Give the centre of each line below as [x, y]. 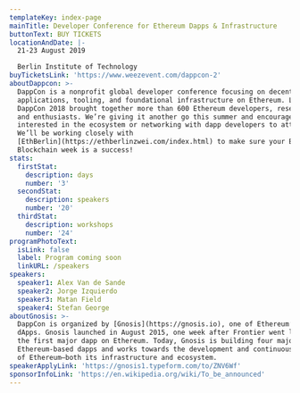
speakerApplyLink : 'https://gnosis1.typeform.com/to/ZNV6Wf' [125, 366]
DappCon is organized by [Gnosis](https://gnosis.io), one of [135, 324]
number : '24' [50, 233]
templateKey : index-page [55, 17]
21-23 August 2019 [52, 51]
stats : [21, 158]
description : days [59, 175]
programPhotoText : [43, 241]
